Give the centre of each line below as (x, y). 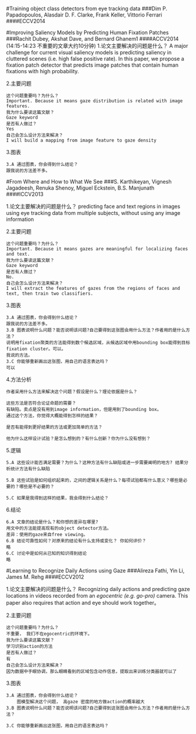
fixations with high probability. (43, 71)
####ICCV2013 (25, 194)
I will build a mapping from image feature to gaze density (82, 141)
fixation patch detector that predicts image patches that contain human (92, 65)
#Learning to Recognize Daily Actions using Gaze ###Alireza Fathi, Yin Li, (95, 570)
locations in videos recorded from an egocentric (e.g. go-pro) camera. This (97, 596)
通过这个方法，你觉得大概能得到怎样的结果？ (52, 416)
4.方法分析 (19, 379)
